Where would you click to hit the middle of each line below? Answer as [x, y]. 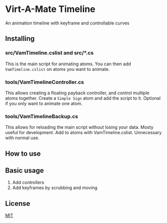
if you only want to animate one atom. [44, 103]
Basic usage [24, 170]
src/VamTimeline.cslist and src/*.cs [49, 53]
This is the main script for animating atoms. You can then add [68, 64]
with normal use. [22, 138]
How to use [23, 153]
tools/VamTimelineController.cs [45, 82]
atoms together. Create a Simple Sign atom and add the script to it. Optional [83, 98]
